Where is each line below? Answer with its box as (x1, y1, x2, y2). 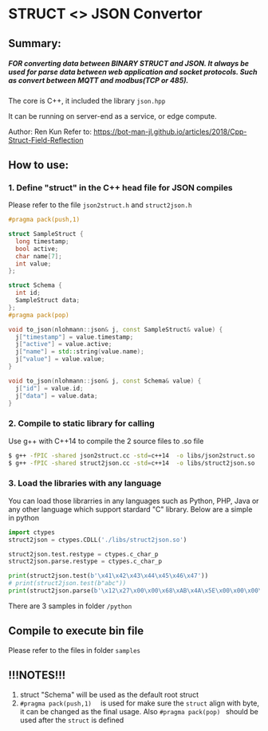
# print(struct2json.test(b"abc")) (8, 580, 127, 588)
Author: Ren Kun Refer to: (8, 127, 93, 136)
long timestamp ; (15, 237, 69, 246)
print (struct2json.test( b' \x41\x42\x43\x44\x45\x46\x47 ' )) (8, 572, 209, 580)
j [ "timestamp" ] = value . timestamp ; (15, 332, 134, 341)
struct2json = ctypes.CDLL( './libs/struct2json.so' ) (8, 536, 187, 544)
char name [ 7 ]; (15, 252, 62, 260)
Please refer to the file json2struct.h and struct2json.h (8, 200, 192, 210)
